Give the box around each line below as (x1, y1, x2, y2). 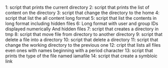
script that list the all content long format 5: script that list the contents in (5, 15, 157, 21)
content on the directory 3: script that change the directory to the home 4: (5, 10, 160, 16)
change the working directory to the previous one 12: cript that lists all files (5, 42, 161, 48)
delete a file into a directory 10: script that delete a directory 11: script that (5, 37, 158, 43)
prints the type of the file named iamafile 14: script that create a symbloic (5, 53, 158, 59)
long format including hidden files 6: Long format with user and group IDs (5, 20, 158, 26)
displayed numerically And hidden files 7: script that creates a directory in (5, 26, 159, 32)
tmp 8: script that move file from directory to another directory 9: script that (5, 31, 163, 37)
